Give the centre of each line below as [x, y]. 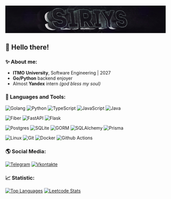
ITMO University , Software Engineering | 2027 [62, 73]
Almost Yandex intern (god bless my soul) [56, 84]
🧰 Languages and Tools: [36, 97]
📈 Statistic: [20, 178]
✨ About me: [21, 62]
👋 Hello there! [27, 47]
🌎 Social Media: [26, 151]
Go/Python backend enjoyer [42, 78]
